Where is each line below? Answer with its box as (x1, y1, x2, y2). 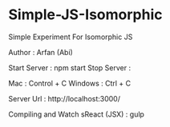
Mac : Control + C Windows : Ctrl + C (8, 78, 131, 88)
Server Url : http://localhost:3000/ (8, 93, 120, 103)
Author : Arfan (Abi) (8, 47, 74, 57)
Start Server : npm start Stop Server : (8, 62, 131, 73)
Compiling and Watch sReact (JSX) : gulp (8, 109, 144, 119)
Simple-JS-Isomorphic (8, 6, 163, 24)
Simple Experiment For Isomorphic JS (8, 32, 133, 42)
